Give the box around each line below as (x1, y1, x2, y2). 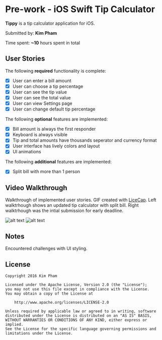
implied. (5, 322, 24, 327)
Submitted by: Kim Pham (5, 30, 57, 36)
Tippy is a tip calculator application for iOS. (5, 20, 95, 26)
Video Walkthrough (5, 183, 67, 192)
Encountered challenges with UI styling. (5, 246, 88, 252)
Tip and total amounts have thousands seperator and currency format (12, 137, 157, 143)
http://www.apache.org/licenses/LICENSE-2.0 (14, 300, 109, 305)
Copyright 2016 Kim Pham (5, 273, 57, 278)
